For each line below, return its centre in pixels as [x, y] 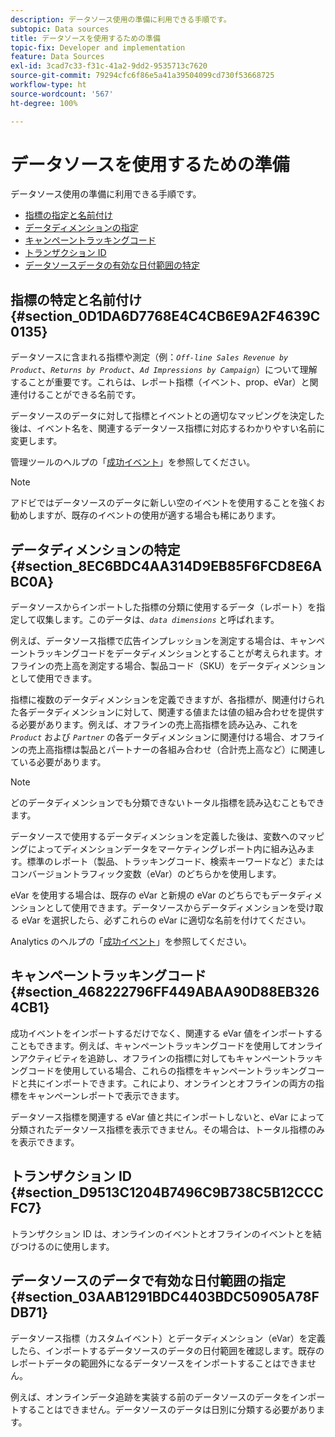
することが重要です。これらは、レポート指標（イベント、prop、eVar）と [160, 382]
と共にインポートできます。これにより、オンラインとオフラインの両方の [167, 1083]
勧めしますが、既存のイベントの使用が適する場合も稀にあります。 [146, 515]
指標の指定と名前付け [68, 215]
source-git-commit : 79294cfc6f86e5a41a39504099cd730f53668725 [142, 76]
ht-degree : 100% [44, 103]
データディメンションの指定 [81, 228]
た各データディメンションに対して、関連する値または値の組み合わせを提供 [163, 712]
